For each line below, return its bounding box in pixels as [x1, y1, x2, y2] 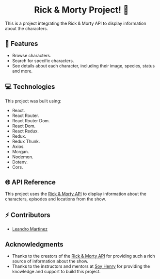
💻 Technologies [5, 82, 55, 91]
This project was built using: [5, 98, 62, 104]
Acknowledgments [5, 240, 64, 248]
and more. [12, 68, 33, 74]
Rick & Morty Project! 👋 [34, 4, 129, 16]
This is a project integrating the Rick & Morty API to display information [5, 20, 146, 26]
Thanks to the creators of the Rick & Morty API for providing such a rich [12, 253, 155, 259]
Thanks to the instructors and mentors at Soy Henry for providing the [12, 263, 150, 269]
